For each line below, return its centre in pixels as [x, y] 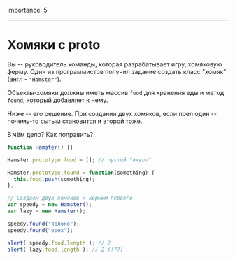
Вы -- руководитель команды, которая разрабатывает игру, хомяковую [115, 64]
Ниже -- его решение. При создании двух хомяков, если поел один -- [112, 113]
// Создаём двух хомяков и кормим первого [70, 198]
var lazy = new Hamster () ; [47, 211]
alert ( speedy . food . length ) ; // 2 [59, 243]
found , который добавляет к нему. [58, 100]
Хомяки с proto [54, 45]
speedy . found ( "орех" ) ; [40, 230]
